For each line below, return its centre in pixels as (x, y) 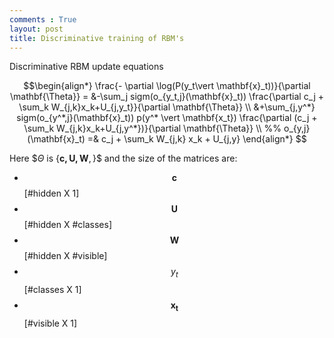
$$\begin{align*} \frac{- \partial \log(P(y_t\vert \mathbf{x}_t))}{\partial (167, 86)
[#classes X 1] (52, 290)
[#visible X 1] (50, 323)
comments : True (43, 19)
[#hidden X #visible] (65, 256)
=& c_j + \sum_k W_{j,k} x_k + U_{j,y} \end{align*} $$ (197, 139)
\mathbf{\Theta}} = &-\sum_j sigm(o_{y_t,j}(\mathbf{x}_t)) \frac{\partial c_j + (167, 97)
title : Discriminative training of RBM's (97, 38)
